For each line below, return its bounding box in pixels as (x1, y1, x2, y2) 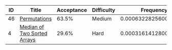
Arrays (19, 36, 36, 43)
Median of (19, 23, 45, 30)
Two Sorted (19, 30, 48, 37)
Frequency (140, 7, 168, 13)
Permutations (19, 15, 52, 22)
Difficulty (92, 7, 116, 13)
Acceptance (56, 7, 88, 13)
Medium (92, 15, 112, 22)
